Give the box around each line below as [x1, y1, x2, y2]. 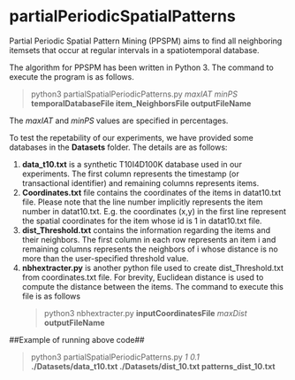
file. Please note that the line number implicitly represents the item [21, 197, 263, 207]
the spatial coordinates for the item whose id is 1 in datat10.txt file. [21, 215, 262, 226]
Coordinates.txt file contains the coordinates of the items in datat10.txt [21, 187, 282, 198]
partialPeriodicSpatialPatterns [9, 6, 236, 27]
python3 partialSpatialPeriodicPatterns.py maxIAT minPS [30, 89, 238, 99]
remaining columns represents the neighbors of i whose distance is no [21, 244, 278, 254]
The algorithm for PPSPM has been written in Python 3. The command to [9, 62, 274, 73]
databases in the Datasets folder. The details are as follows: [9, 142, 228, 152]
